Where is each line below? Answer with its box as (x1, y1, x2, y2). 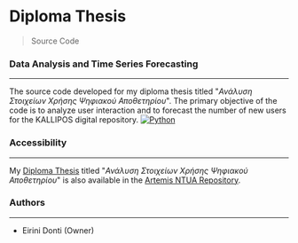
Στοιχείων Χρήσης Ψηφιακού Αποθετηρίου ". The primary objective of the (9, 96, 278, 106)
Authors (9, 197, 46, 209)
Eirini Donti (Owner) (21, 224, 95, 236)
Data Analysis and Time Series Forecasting (9, 58, 199, 70)
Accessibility (9, 137, 67, 149)
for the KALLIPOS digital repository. (9, 114, 139, 125)
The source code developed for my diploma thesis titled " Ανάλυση (9, 86, 253, 97)
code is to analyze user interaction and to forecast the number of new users (9, 105, 286, 116)
